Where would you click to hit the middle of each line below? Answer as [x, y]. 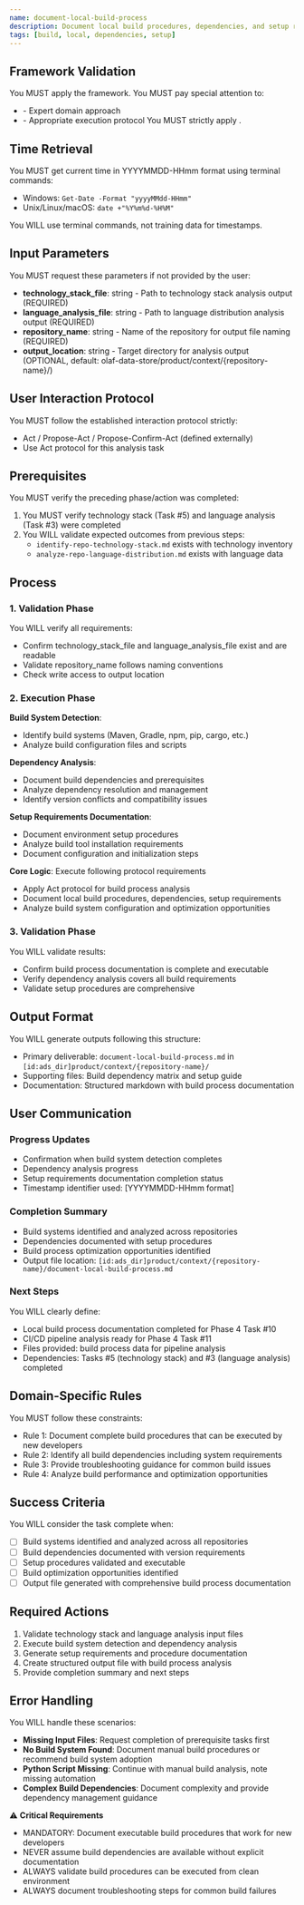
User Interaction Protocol [82, 398]
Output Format [52, 1017]
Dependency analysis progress [80, 1169]
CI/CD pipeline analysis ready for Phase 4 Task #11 [117, 1338]
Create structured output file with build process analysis [127, 1662]
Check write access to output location [93, 675]
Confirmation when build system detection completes [122, 1159]
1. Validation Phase [52, 608]
